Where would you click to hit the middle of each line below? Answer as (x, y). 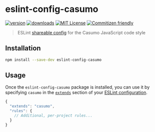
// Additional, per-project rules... (53, 116)
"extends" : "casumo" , (32, 106)
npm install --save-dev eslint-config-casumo (53, 60)
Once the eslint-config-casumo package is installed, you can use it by (77, 87)
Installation (23, 48)
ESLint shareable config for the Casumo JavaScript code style (81, 32)
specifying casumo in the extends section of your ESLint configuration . (76, 93)
